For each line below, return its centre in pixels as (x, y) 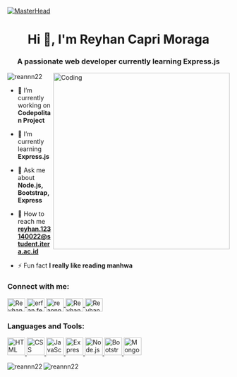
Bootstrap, (33, 193)
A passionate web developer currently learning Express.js (119, 61)
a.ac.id (28, 251)
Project (34, 121)
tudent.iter (34, 244)
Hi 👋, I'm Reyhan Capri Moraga (119, 40)
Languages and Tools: (46, 326)
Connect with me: (38, 287)
